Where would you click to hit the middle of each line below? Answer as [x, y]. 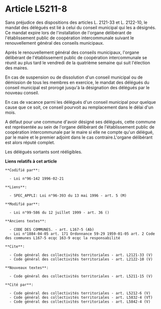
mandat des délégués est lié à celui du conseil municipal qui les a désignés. [80, 27]
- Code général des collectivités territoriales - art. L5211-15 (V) [81, 276]
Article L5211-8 [36, 9]
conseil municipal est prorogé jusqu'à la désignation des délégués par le [77, 87]
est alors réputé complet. [30, 142]
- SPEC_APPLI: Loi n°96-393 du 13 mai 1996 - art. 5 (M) [68, 195]
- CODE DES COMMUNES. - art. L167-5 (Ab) [52, 229]
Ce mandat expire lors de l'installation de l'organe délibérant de [68, 33]
